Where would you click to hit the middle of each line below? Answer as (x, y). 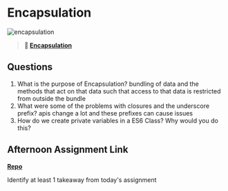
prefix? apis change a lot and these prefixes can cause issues (105, 113)
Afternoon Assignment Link (68, 150)
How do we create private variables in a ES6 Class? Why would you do (118, 120)
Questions (30, 67)
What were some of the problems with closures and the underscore (113, 106)
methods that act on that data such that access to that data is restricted (119, 91)
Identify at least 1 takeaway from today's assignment (82, 180)
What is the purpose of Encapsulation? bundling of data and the (108, 84)
